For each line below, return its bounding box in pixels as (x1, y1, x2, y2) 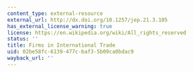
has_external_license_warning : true (7, 23, 112, 29)
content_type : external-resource (7, 10, 103, 17)
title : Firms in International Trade (7, 42, 116, 49)
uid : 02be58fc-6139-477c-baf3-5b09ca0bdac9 (7, 49, 134, 56)
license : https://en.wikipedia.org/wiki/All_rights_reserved (7, 29, 187, 36)
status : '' (7, 36, 39, 43)
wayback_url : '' (7, 55, 54, 62)
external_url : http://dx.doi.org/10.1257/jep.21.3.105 (7, 16, 168, 23)
